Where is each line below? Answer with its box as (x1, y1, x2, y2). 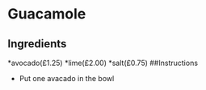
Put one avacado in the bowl (19, 74, 115, 83)
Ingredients (7, 37, 67, 51)
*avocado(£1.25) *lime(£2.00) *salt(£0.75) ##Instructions (7, 58, 199, 67)
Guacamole (7, 5, 86, 23)
